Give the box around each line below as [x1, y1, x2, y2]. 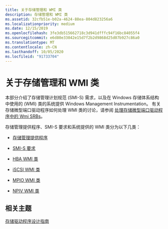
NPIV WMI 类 [12, 188, 39, 194]
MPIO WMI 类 [12, 177, 40, 183]
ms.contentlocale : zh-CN [5, 45, 57, 50]
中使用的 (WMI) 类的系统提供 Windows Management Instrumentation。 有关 [5, 101, 161, 107]
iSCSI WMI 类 [12, 166, 40, 173]
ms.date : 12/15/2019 [5, 26, 48, 31]
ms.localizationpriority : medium [5, 21, 75, 27]
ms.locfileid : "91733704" [5, 54, 59, 59]
